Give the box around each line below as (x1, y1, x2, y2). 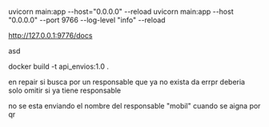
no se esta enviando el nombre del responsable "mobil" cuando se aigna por (8, 101, 261, 110)
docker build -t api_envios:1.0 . (8, 62, 110, 71)
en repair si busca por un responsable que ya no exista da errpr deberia (8, 77, 246, 86)
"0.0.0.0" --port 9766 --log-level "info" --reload (8, 15, 166, 25)
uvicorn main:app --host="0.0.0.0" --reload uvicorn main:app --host (8, 7, 234, 16)
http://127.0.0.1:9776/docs (8, 31, 93, 40)
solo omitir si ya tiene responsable (8, 85, 122, 95)
